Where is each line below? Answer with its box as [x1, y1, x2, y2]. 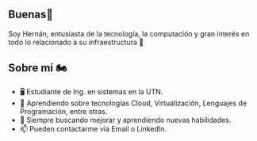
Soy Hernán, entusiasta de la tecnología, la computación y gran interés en [8, 29, 250, 38]
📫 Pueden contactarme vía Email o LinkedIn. [19, 124, 167, 133]
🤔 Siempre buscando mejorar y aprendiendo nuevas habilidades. [19, 115, 232, 124]
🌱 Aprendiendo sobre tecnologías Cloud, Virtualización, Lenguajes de [19, 98, 247, 108]
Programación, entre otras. [19, 106, 108, 116]
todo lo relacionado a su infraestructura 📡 [8, 37, 144, 47]
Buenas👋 [8, 8, 54, 21]
